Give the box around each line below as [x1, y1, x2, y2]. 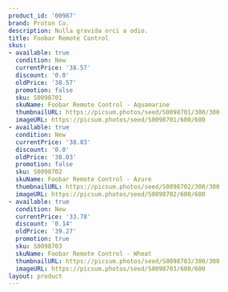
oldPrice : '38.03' [15, 153, 78, 161]
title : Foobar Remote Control [8, 34, 110, 42]
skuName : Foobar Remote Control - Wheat [15, 250, 152, 258]
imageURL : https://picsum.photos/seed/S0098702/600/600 [15, 190, 206, 198]
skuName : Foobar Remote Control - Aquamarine [15, 101, 170, 109]
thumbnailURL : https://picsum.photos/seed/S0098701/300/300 [15, 109, 220, 117]
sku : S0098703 [15, 242, 62, 250]
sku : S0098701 [15, 94, 62, 102]
